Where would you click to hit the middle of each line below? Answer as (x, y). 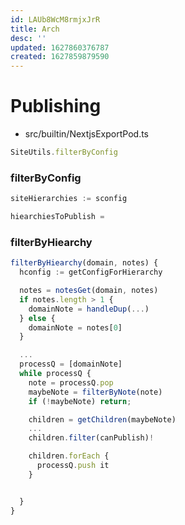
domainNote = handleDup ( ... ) (89, 309)
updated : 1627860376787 (60, 47)
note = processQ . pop (71, 382)
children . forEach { (69, 456)
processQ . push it (73, 466)
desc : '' (28, 38)
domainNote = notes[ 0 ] (75, 327)
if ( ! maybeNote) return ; (80, 401)
